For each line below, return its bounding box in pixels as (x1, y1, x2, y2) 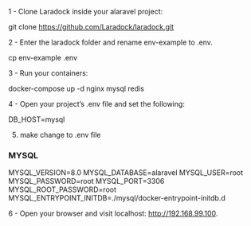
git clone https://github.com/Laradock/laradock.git (8, 22, 174, 31)
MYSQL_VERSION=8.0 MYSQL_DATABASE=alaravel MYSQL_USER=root (8, 168, 244, 177)
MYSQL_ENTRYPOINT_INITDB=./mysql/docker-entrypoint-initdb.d (8, 193, 226, 203)
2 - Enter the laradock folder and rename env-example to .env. (8, 37, 214, 47)
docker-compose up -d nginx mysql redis (8, 84, 145, 93)
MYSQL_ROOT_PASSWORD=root (8, 185, 117, 194)
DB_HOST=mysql (8, 115, 65, 124)
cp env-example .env (8, 53, 78, 62)
